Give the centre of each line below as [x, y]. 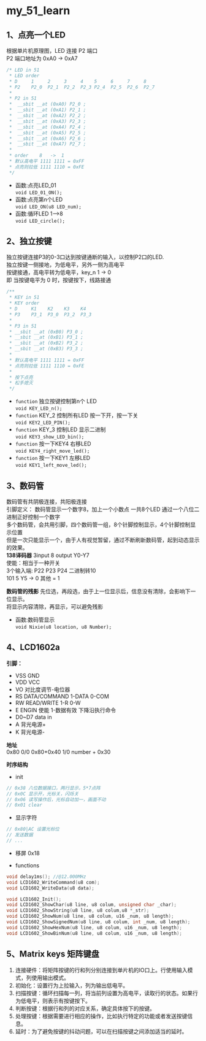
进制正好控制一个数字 [33, 517]
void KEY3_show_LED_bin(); [50, 437]
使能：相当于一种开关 [33, 563]
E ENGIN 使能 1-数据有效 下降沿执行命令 [66, 710]
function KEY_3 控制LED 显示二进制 [60, 429]
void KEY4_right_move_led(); [52, 451]
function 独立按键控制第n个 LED [56, 401]
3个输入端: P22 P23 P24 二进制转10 [51, 570]
